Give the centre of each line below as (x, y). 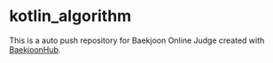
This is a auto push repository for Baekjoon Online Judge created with (137, 40)
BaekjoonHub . (35, 49)
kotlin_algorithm (70, 16)
